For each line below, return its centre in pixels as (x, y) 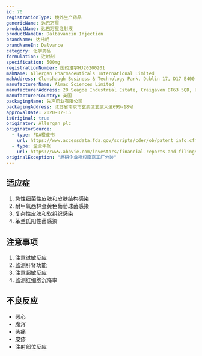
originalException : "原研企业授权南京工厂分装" (62, 157)
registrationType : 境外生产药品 (44, 17)
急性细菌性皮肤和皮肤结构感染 (52, 198)
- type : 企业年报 (32, 146)
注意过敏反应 (31, 257)
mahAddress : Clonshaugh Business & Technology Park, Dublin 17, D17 (94, 79)
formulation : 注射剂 (31, 57)
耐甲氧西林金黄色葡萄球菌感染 (52, 206)
